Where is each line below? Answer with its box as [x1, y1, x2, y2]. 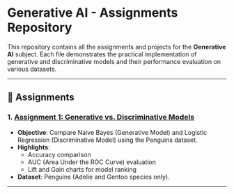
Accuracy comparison [27, 150, 92, 159]
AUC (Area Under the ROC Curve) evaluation [27, 158, 157, 166]
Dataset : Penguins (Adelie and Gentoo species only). [17, 172, 171, 181]
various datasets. [7, 65, 57, 73]
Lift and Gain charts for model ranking [27, 165, 137, 173]
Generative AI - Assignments [7, 5, 178, 21]
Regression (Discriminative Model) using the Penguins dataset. [17, 136, 198, 144]
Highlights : [17, 143, 50, 151]
